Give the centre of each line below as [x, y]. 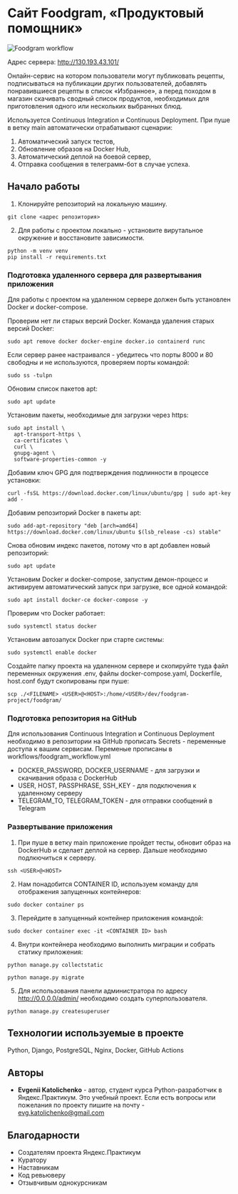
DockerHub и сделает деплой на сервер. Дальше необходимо [113, 850]
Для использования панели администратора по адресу [102, 990]
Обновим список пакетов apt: [53, 389]
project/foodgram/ [35, 701]
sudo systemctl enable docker [52, 653]
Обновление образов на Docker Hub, [74, 149]
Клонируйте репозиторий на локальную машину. [92, 204]
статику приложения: [50, 952]
